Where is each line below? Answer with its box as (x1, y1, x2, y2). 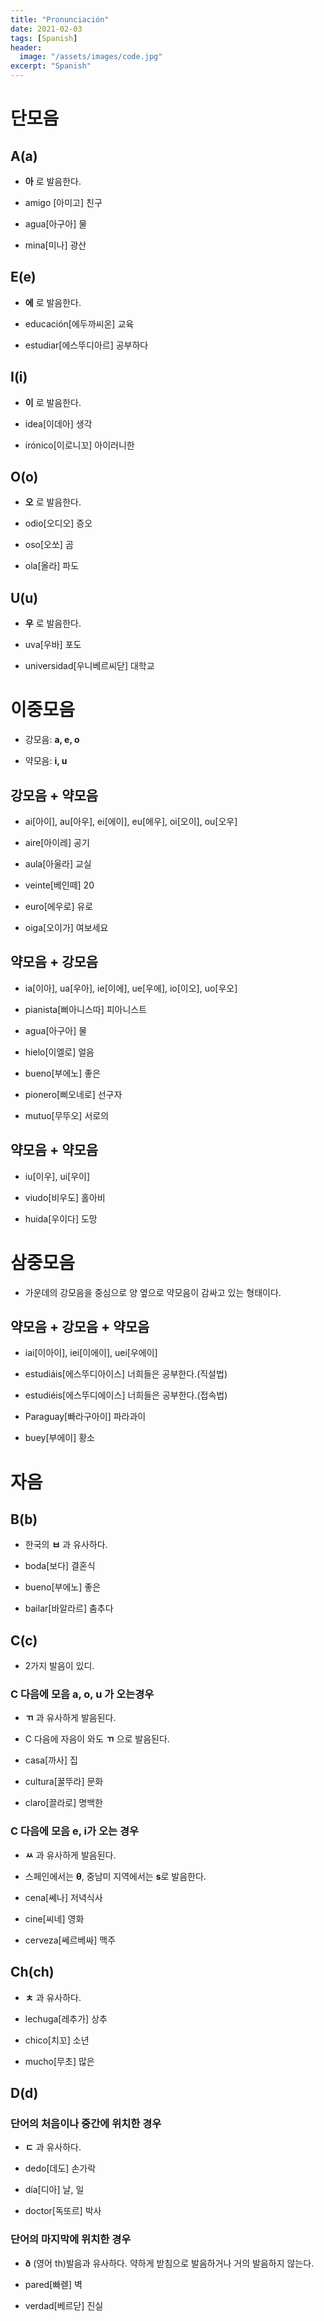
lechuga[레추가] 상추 (24, 2012, 108, 2025)
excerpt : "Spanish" (10, 61, 92, 71)
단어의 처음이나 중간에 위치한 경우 (10, 2116, 162, 2130)
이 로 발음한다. (24, 396, 82, 408)
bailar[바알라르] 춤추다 (24, 1602, 114, 1615)
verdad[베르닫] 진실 (24, 2299, 104, 2311)
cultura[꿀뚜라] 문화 (24, 1776, 104, 1788)
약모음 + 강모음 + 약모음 (10, 1318, 150, 1335)
